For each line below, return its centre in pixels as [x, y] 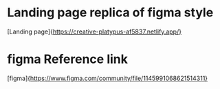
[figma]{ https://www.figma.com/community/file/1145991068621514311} [108, 78]
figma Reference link [68, 59]
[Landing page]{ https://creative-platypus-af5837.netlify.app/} [95, 31]
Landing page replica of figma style [110, 13]
